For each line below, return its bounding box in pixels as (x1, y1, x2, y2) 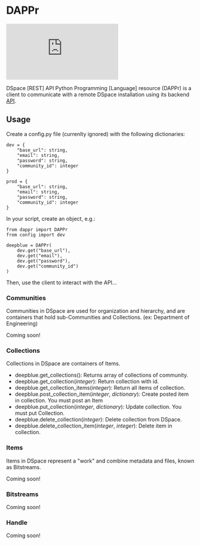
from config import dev (6, 232, 66, 238)
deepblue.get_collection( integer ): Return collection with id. (14, 378, 159, 385)
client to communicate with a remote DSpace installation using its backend (6, 91, 190, 98)
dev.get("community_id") (17, 263, 79, 269)
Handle (6, 518, 28, 526)
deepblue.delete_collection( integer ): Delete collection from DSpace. (14, 416, 182, 423)
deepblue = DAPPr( (6, 242, 52, 248)
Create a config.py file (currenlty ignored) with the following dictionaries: (6, 130, 185, 137)
